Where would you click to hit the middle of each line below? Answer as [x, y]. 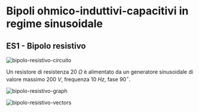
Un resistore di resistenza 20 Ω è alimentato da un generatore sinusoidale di [99, 72]
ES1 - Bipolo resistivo [46, 46]
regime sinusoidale [55, 24]
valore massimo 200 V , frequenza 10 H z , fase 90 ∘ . [68, 79]
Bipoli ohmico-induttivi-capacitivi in [97, 11]
